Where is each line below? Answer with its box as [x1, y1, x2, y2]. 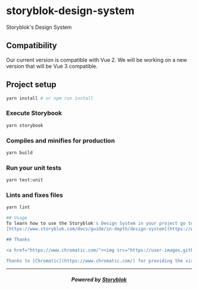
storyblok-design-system [6, 4, 134, 18]
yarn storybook [6, 122, 44, 128]
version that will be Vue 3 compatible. [6, 62, 98, 69]
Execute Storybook [6, 109, 62, 117]
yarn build [6, 150, 33, 155]
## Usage [6, 215, 28, 221]
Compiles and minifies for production [6, 137, 115, 145]
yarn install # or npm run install [6, 95, 94, 101]
